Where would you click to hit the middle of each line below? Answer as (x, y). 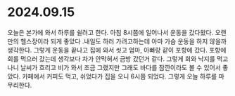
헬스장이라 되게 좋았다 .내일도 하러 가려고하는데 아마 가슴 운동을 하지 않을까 (123, 41)
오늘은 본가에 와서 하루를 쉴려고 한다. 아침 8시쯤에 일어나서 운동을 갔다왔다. (110, 32)
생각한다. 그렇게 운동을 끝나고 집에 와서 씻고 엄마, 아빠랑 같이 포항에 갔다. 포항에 (117, 50)
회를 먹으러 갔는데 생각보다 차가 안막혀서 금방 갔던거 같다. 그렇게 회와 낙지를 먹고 (118, 59)
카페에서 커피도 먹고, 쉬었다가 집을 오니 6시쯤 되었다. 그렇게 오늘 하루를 (120, 76)
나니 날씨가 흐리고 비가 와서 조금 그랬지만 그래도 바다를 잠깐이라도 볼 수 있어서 (114, 67)
